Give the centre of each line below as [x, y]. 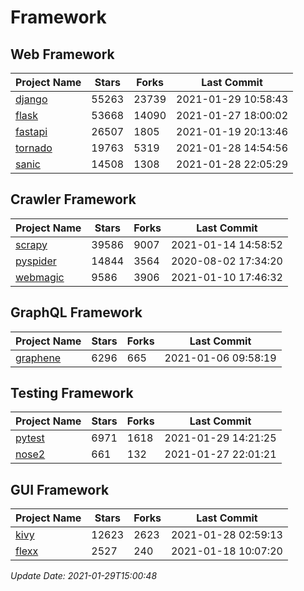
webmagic [40, 277]
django [31, 99]
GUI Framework [60, 489]
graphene [38, 358]
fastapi [31, 131]
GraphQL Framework [76, 312]
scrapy [31, 244]
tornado [34, 148]
